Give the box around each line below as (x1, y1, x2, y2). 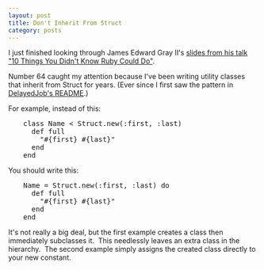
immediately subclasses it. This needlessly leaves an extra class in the (8, 236, 240, 245)
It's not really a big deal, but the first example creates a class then (8, 227, 224, 238)
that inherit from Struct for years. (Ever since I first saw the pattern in (8, 80, 234, 89)
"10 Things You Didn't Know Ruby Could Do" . (8, 56, 155, 66)
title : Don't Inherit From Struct (8, 19, 123, 27)
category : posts (8, 26, 62, 34)
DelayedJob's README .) (8, 89, 89, 98)
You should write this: (8, 165, 79, 175)
